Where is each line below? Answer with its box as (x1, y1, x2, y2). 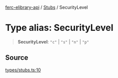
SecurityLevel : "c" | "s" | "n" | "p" (17, 38, 89, 45)
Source (5, 53, 29, 62)
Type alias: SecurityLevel (5, 22, 113, 33)
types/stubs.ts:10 (5, 67, 41, 73)
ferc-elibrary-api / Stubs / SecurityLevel (5, 5, 88, 10)
